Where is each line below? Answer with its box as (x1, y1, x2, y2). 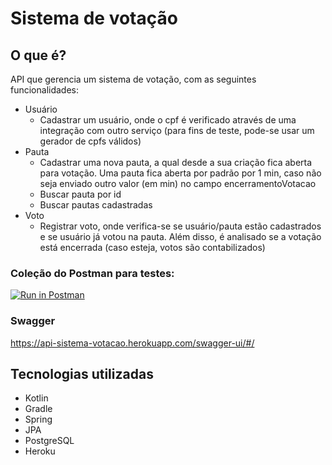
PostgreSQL (24, 435, 75, 447)
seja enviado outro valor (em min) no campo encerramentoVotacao (39, 178, 317, 189)
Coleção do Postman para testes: (10, 266, 175, 280)
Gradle (24, 403, 53, 415)
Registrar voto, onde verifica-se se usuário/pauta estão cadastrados (39, 220, 322, 232)
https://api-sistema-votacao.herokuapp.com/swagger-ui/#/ (10, 337, 255, 349)
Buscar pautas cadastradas (39, 199, 153, 211)
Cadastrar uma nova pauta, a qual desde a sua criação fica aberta (39, 157, 313, 168)
